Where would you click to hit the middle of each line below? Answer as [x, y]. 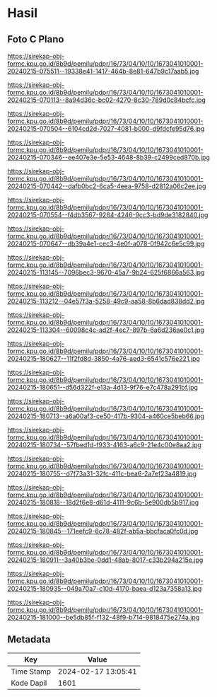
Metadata [29, 639]
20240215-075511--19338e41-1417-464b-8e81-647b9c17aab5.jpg [103, 71]
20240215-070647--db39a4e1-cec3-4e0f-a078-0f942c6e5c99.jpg [106, 243]
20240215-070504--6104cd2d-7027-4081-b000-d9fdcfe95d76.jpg [106, 128]
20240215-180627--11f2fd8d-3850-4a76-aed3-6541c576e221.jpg [104, 358]
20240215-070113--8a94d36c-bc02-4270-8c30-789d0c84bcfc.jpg [107, 100]
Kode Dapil [29, 683]
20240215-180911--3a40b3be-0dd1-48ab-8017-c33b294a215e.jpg [105, 560]
